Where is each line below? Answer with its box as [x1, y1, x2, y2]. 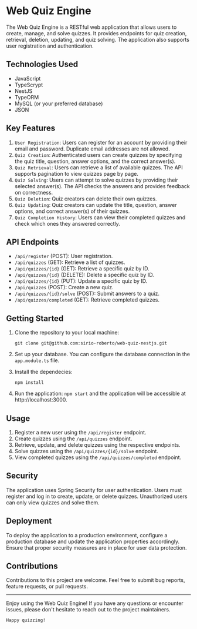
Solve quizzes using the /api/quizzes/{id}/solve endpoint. [14, 448, 158, 454]
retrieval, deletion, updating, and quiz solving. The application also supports [6, 36, 189, 43]
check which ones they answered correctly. [14, 220, 120, 227]
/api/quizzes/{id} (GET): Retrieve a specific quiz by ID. [14, 265, 150, 272]
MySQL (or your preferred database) [14, 100, 103, 107]
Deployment [6, 516, 52, 526]
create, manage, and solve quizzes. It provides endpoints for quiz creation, [6, 29, 187, 36]
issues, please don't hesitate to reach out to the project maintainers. [6, 606, 171, 613]
